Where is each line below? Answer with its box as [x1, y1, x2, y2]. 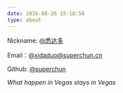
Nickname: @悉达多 [7, 36, 64, 45]
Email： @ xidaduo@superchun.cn [7, 51, 102, 59]
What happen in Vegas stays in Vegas [7, 78, 116, 86]
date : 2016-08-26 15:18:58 [7, 10, 85, 17]
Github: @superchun [7, 65, 66, 73]
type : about [7, 17, 41, 23]
